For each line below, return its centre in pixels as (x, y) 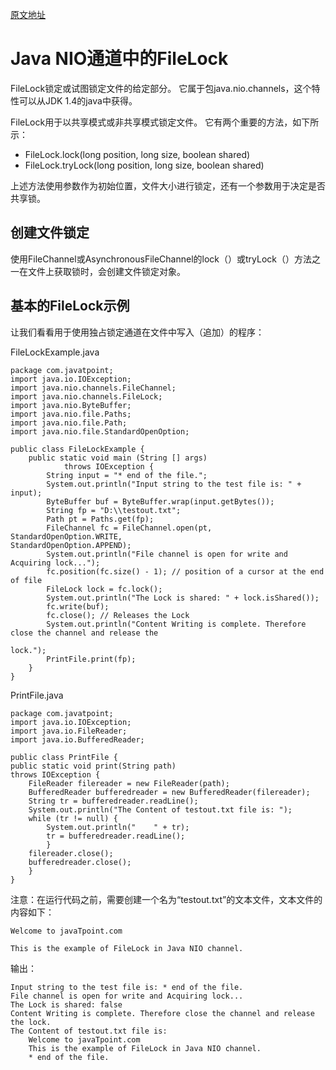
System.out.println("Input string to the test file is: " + (174, 484)
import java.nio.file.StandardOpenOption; (100, 431)
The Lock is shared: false (66, 1004)
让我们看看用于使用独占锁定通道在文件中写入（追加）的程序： (137, 332)
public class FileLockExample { (77, 449)
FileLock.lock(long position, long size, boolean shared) (137, 154)
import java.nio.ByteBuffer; (71, 405)
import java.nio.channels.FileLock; (86, 396)
